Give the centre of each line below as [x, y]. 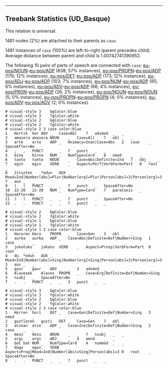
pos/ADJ [14, 81]
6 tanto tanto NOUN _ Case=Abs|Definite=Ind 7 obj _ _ [82, 160]
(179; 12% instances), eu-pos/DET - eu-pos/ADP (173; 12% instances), [76, 76]
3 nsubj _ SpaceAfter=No [38, 278]
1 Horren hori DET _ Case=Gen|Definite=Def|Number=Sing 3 [78, 313]
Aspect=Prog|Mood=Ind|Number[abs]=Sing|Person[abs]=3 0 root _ [78, 352]
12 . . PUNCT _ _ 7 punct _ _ [56, 203]
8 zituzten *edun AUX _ [38, 173]
